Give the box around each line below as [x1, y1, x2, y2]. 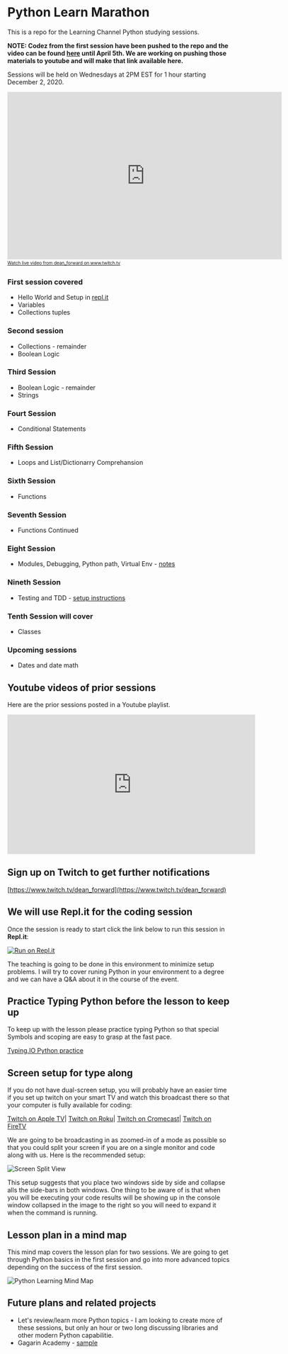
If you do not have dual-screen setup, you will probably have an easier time [7, 1085, 227, 1095]
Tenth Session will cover [7, 611, 93, 621]
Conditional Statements [17, 424, 86, 433]
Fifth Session [7, 442, 54, 452]
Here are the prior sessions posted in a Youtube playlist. [7, 701, 171, 709]
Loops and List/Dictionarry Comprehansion [17, 458, 144, 467]
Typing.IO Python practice [7, 1046, 83, 1055]
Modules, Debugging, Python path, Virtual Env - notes [17, 560, 175, 568]
